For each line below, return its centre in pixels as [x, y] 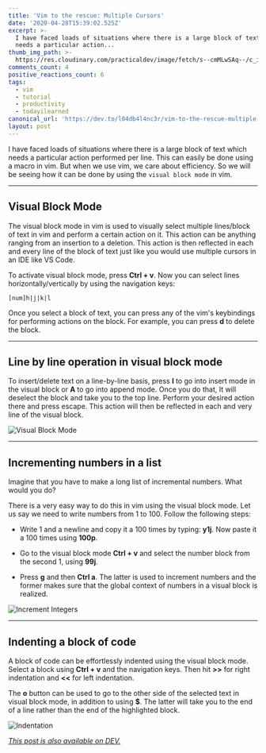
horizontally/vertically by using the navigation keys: [92, 284]
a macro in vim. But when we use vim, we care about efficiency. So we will [129, 166]
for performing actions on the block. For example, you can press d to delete [131, 321]
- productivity [40, 104]
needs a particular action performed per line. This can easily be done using [131, 157]
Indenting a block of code [72, 641]
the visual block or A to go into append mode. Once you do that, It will [122, 389]
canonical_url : [33, 119]
